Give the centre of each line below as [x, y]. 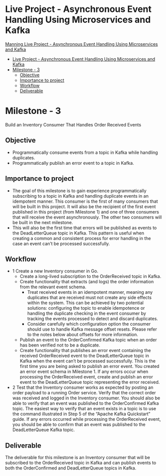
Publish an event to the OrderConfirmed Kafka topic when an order [88, 340]
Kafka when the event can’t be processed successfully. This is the [87, 361]
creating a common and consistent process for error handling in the [82, 238]
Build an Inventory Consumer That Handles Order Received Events [73, 124]
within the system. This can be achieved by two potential [85, 303]
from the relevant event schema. [53, 287]
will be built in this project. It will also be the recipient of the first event [84, 206]
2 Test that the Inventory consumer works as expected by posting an [83, 387]
